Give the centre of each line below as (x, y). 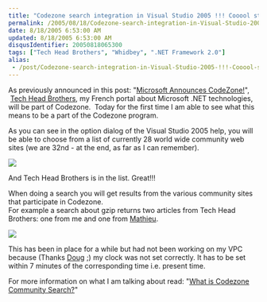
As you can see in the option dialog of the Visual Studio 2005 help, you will (131, 130)
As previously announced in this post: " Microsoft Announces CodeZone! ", (129, 90)
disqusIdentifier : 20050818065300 (66, 45)
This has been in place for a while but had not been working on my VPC (126, 249)
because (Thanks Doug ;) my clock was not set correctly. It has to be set (127, 257)
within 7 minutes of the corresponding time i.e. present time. (107, 265)
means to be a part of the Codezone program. (83, 115)
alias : (19, 60)
